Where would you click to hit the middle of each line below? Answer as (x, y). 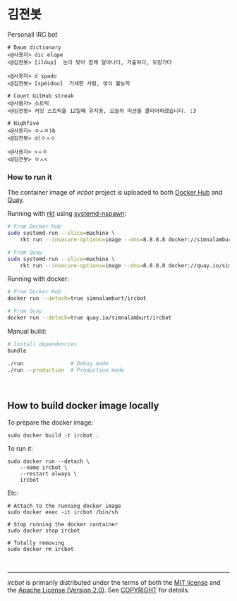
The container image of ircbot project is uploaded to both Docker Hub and (115, 193)
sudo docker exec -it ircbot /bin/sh (63, 512)
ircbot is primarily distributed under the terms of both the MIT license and (114, 583)
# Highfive (23, 123)
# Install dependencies (42, 344)
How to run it (30, 177)
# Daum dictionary (34, 47)
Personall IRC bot (32, 34)
